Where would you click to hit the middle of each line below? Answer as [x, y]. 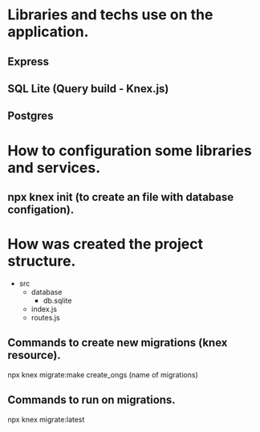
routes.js [46, 317]
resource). [34, 355]
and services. [54, 167]
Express [28, 61]
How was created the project [106, 245]
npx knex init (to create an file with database [121, 197]
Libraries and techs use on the [110, 15]
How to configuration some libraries [130, 151]
